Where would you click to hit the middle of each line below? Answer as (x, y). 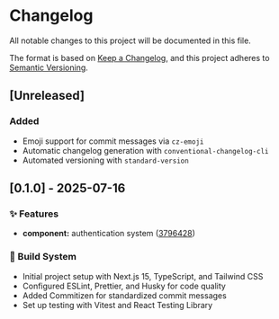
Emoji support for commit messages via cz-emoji (113, 141)
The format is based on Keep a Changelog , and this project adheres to (139, 58)
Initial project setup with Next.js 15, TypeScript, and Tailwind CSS (143, 276)
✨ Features (34, 214)
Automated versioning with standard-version (105, 160)
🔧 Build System (43, 257)
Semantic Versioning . (49, 67)
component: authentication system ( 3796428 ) (109, 234)
